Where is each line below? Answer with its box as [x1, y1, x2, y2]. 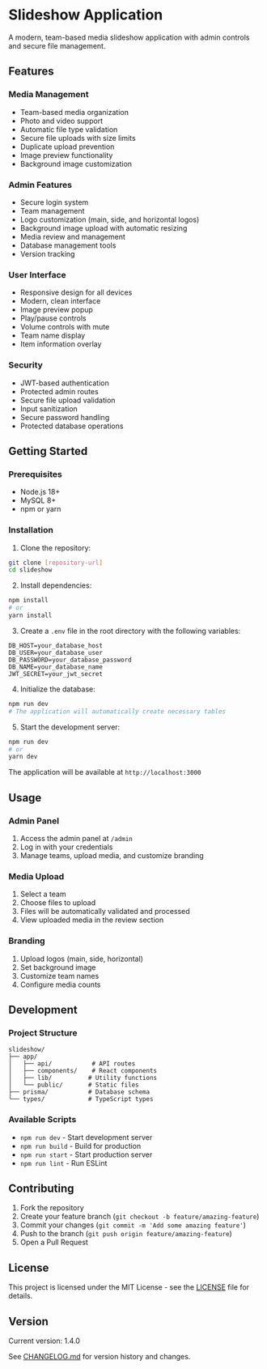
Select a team [19, 889, 66, 899]
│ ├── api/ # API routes [8, 1060, 136, 1068]
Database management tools [19, 240, 117, 250]
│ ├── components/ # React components [8, 1067, 158, 1075]
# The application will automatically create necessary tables [8, 707, 227, 716]
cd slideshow [8, 566, 53, 574]
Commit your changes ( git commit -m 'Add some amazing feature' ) [19, 1220, 247, 1230]
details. [8, 1291, 33, 1301]
